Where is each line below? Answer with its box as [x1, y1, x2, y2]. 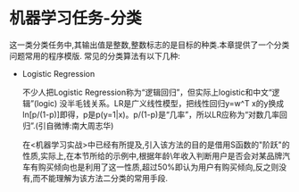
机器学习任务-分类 [9, 8, 143, 29]
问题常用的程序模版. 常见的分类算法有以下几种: [9, 50, 181, 61]
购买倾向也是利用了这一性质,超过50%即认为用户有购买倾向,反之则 [37, 162, 279, 172]
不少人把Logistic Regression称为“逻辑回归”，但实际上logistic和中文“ [21, 87, 272, 97]
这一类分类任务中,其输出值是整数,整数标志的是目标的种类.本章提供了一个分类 [9, 39, 290, 50]
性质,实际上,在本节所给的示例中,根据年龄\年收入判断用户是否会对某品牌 [21, 150, 283, 161]
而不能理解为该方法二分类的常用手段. [32, 172, 168, 183]
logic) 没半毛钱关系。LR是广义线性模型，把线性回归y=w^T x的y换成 [37, 97, 284, 108]
